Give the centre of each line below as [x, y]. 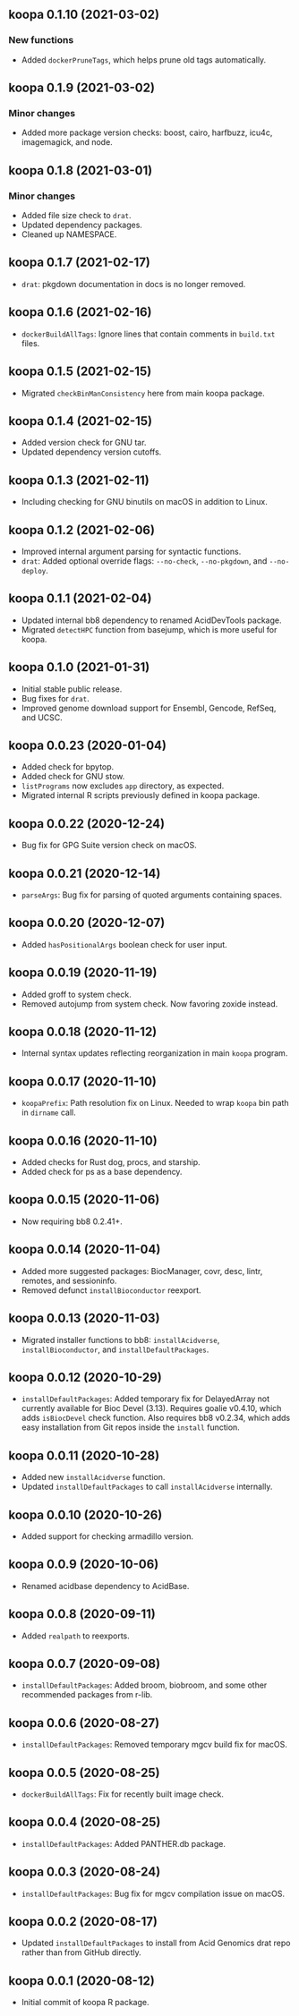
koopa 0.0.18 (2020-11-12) [83, 1032]
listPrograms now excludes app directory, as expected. [123, 786]
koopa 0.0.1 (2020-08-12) [82, 1981]
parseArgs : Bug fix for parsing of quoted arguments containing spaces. [152, 895]
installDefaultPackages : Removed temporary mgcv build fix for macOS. [154, 1745]
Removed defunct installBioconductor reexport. [111, 1290]
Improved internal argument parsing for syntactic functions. [131, 551]
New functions [41, 40]
